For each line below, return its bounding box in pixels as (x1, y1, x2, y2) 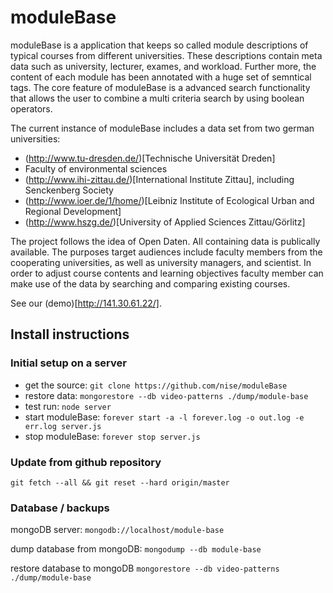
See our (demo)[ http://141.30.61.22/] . (10, 297, 162, 309)
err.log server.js (24, 421, 102, 431)
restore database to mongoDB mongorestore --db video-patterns (10, 562, 280, 575)
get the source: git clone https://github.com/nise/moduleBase (24, 379, 288, 391)
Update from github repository (10, 455, 162, 469)
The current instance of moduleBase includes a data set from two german (10, 122, 315, 134)
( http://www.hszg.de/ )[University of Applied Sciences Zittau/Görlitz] (24, 216, 306, 228)
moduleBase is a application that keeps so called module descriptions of (10, 39, 309, 51)
